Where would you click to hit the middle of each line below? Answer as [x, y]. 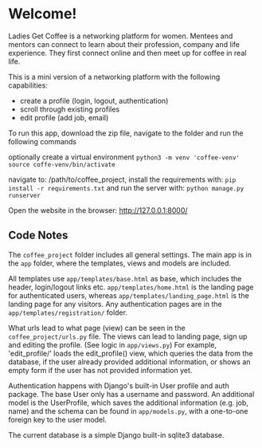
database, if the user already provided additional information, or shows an [129, 362]
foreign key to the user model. [58, 419]
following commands [43, 141]
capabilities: [28, 85]
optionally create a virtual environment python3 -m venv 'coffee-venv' [124, 157]
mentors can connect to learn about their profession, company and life [124, 44]
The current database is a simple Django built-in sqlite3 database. [116, 434]
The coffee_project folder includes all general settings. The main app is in [130, 254]
